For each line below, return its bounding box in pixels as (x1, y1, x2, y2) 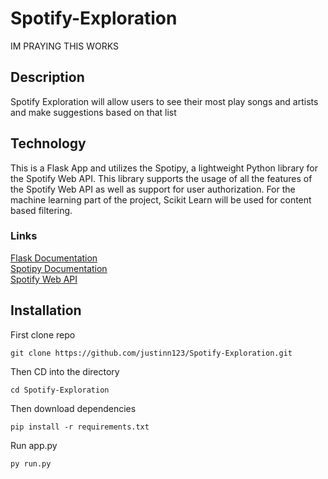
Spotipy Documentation (10, 262, 108, 274)
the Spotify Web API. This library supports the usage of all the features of (10, 172, 313, 184)
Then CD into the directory (10, 365, 120, 377)
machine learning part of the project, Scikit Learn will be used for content (10, 193, 312, 206)
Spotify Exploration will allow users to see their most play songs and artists (10, 95, 319, 107)
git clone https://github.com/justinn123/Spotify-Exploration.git (10, 348, 293, 358)
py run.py (10, 458, 52, 469)
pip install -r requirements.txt (10, 422, 150, 432)
